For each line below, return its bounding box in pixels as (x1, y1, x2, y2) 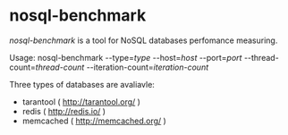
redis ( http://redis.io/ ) (21, 105, 106, 116)
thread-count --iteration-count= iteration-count (35, 62, 209, 72)
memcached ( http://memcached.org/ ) (21, 115, 167, 126)
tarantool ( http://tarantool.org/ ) (21, 96, 141, 107)
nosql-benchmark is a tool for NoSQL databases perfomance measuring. (9, 35, 278, 46)
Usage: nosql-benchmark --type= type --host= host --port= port (9, 52, 242, 63)
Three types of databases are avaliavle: (9, 79, 155, 89)
